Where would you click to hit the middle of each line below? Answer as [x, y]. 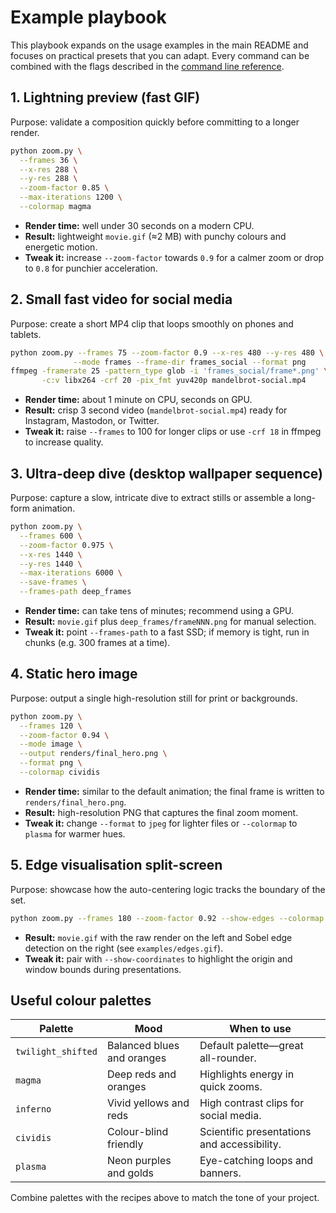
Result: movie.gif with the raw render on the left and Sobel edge [158, 937]
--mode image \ [51, 744]
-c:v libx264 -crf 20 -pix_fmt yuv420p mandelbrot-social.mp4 [174, 381]
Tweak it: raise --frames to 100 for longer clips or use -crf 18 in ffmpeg [173, 432]
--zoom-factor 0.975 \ [66, 545]
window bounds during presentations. [103, 969]
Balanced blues [143, 1046]
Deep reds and [141, 1074]
